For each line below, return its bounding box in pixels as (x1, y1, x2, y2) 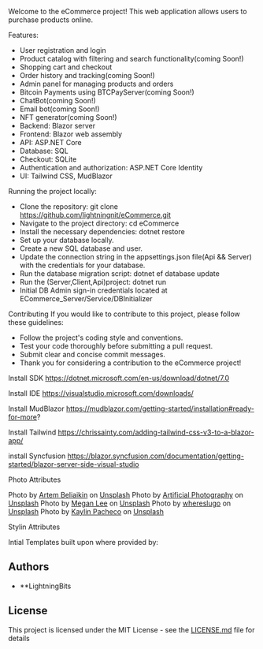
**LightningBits (19, 581, 72, 591)
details (8, 633, 30, 643)
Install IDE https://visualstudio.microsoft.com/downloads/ (8, 389, 194, 397)
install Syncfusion (8, 451, 66, 461)
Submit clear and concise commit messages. (19, 350, 165, 359)
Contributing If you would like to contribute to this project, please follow (8, 309, 240, 319)
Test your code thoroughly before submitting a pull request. (19, 341, 213, 350)
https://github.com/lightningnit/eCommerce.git (19, 211, 172, 219)
